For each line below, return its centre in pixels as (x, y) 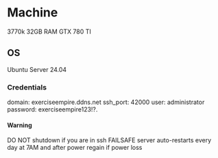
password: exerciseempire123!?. (52, 109)
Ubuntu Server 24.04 (37, 69)
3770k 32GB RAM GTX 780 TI (49, 31)
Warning (20, 125)
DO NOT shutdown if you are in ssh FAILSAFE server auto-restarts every (109, 140)
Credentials (27, 87)
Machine (33, 13)
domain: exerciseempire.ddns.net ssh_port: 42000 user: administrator (106, 102)
